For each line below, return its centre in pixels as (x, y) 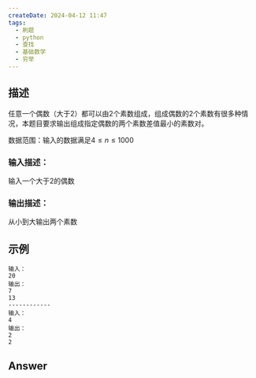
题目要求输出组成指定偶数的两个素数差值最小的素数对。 (119, 123)
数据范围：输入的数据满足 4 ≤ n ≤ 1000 (71, 140)
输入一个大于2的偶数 (41, 181)
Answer (28, 366)
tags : (17, 23)
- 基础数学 (31, 52)
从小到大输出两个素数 (43, 222)
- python (30, 37)
